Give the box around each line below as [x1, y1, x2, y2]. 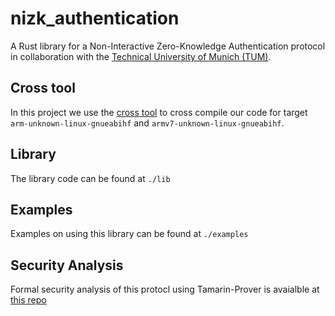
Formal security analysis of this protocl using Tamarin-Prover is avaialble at [10, 283, 320, 296]
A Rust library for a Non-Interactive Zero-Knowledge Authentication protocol [10, 40, 326, 52]
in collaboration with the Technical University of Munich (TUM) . [10, 50, 272, 62]
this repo [10, 294, 47, 306]
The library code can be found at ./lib [10, 172, 171, 184]
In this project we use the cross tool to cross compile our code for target [10, 106, 308, 118]
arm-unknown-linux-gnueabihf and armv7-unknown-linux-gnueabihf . [10, 117, 285, 129]
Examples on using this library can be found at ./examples [10, 228, 249, 240]
